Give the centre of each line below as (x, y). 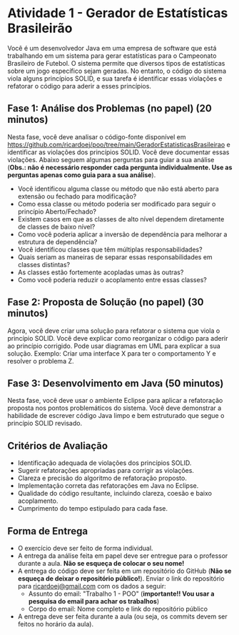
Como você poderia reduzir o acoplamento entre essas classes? (112, 279)
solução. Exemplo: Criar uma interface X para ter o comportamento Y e (112, 353)
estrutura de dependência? (57, 241)
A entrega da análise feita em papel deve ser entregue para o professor (123, 556)
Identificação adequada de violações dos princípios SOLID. (105, 463)
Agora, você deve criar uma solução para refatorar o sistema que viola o (114, 331)
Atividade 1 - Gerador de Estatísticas (118, 13)
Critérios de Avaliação (58, 445)
